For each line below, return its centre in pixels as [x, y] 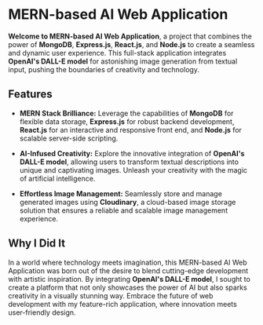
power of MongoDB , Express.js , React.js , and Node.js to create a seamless [131, 44]
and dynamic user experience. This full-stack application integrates [117, 53]
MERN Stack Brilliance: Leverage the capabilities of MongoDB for [126, 113]
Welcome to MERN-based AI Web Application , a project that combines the [130, 36]
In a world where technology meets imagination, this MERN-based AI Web [128, 262]
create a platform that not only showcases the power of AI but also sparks [128, 287]
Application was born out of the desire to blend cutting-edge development [128, 270]
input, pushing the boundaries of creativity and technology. [104, 69]
